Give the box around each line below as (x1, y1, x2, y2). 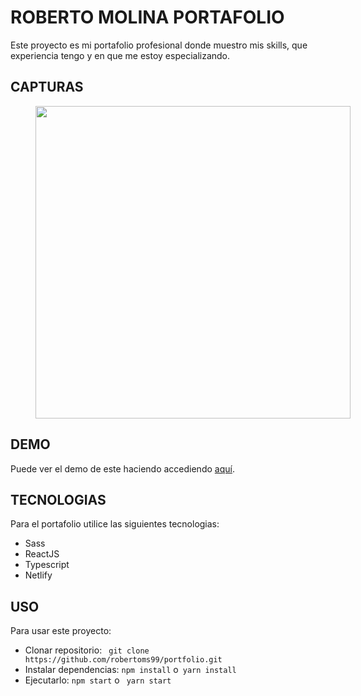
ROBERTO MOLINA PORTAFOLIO (10, 6, 285, 29)
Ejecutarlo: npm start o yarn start (24, 674, 172, 686)
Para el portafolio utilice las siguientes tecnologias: (10, 518, 220, 530)
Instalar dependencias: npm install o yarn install (24, 664, 237, 676)
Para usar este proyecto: (10, 625, 112, 637)
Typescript (24, 559, 70, 571)
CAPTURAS (10, 79, 84, 96)
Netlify (24, 569, 53, 581)
